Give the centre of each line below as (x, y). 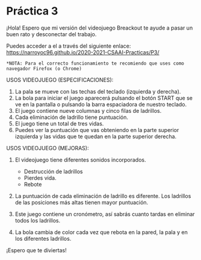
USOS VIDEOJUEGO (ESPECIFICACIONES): (60, 80)
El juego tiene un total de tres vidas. (59, 123)
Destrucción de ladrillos (53, 171)
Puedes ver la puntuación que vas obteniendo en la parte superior (97, 130)
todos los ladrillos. (38, 220)
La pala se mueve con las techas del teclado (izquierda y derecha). (98, 91)
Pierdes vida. (40, 178)
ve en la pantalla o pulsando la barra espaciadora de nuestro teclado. (101, 104)
